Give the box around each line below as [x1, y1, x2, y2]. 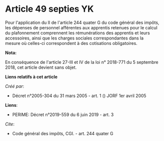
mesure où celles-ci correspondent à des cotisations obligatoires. [5, 40, 138, 46]
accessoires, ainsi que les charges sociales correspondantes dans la [5, 35, 144, 41]
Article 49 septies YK [5, 3, 94, 15]
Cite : [5, 121, 15, 127]
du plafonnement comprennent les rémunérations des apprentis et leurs [5, 30, 150, 36]
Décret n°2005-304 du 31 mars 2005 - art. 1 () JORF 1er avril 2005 [12, 93, 147, 99]
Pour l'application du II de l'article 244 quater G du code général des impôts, [5, 20, 160, 25]
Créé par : [5, 83, 24, 89]
